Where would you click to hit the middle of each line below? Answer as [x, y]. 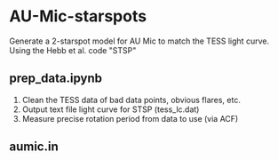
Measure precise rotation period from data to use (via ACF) [130, 118]
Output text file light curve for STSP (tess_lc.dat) [111, 109]
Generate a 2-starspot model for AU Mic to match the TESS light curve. [139, 41]
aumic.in [34, 147]
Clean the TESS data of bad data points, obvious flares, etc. [131, 100]
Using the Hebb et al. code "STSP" [73, 50]
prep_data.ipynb [56, 79]
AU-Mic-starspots [78, 16]
